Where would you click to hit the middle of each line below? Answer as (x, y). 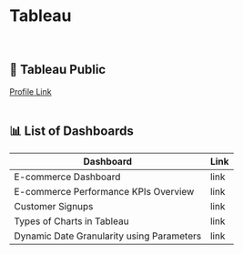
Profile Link (30, 91)
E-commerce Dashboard (67, 177)
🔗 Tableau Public (58, 70)
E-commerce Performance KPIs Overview (104, 191)
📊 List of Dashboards (71, 132)
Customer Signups (54, 206)
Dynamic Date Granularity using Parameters (108, 236)
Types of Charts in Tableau (71, 221)
